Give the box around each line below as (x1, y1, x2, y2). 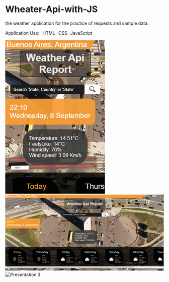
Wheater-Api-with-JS (5, 4, 98, 15)
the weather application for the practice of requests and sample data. (5, 20, 149, 26)
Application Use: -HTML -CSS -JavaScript (5, 30, 93, 36)
